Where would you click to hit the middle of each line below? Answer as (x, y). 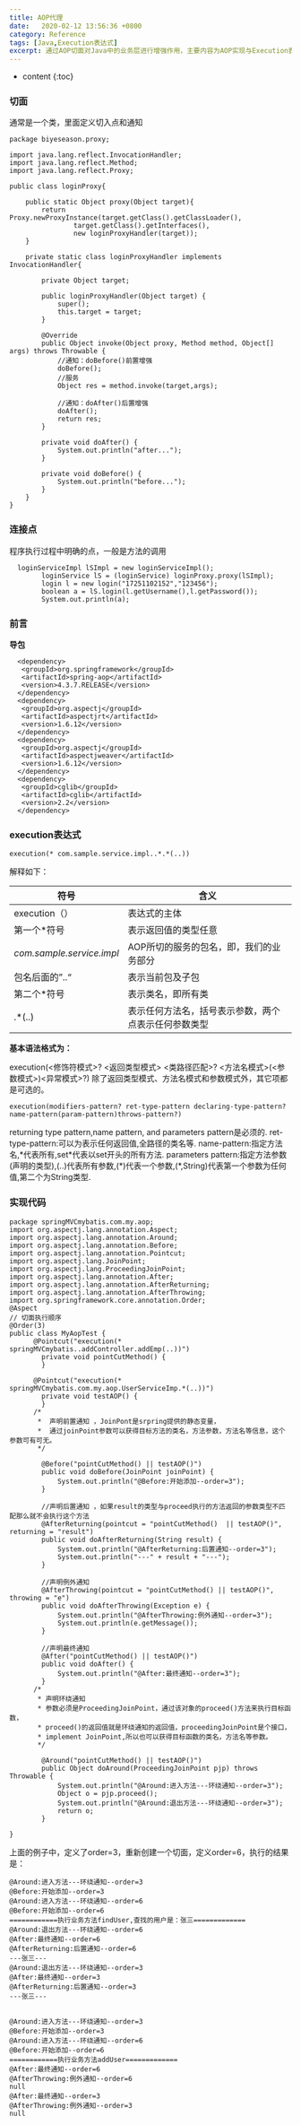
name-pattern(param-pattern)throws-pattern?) (95, 1115)
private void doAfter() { (90, 443)
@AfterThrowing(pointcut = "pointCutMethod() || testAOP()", (158, 1590)
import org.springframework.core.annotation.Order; (107, 1300)
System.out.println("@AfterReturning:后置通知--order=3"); (167, 1549)
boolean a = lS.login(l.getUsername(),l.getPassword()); (150, 591)
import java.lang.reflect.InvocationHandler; (95, 155)
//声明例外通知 (65, 1582)
